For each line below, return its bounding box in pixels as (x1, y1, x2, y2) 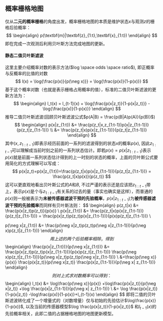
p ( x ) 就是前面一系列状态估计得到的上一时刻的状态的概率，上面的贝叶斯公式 (5, 154, 154, 160)
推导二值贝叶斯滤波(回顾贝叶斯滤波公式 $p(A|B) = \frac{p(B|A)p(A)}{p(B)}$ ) (5, 114, 156, 120)
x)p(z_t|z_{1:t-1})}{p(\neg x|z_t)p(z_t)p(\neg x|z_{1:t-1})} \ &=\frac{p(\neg (5, 254, 150, 260)
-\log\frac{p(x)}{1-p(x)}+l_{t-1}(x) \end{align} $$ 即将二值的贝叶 (28, 291, 156, 297)
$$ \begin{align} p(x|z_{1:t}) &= (14, 122, 77, 128)
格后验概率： (5, 24, 31, 30)
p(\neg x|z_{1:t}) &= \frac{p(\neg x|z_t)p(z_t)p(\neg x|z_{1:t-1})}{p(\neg (5, 223, 146, 228)
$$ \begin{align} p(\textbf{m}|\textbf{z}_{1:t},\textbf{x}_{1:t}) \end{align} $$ (6, 32, 158, 38)
